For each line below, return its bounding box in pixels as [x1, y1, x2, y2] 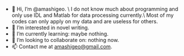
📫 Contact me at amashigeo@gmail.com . [11, 43, 113, 50]
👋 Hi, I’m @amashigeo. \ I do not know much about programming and [11, 6, 179, 12]
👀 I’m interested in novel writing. [11, 24, 90, 31]
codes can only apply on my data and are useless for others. [11, 18, 158, 24]
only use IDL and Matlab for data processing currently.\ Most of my [11, 12, 174, 19]
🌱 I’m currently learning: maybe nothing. [11, 30, 109, 37]
